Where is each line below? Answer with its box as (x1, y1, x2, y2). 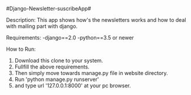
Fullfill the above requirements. (14, 63, 90, 70)
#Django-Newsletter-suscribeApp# (6, 5, 91, 12)
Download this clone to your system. (14, 57, 103, 64)
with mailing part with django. (6, 23, 78, 30)
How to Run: (6, 45, 36, 53)
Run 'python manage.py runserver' (14, 76, 99, 83)
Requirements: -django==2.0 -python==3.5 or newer (6, 34, 134, 41)
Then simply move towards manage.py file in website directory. (14, 70, 169, 76)
